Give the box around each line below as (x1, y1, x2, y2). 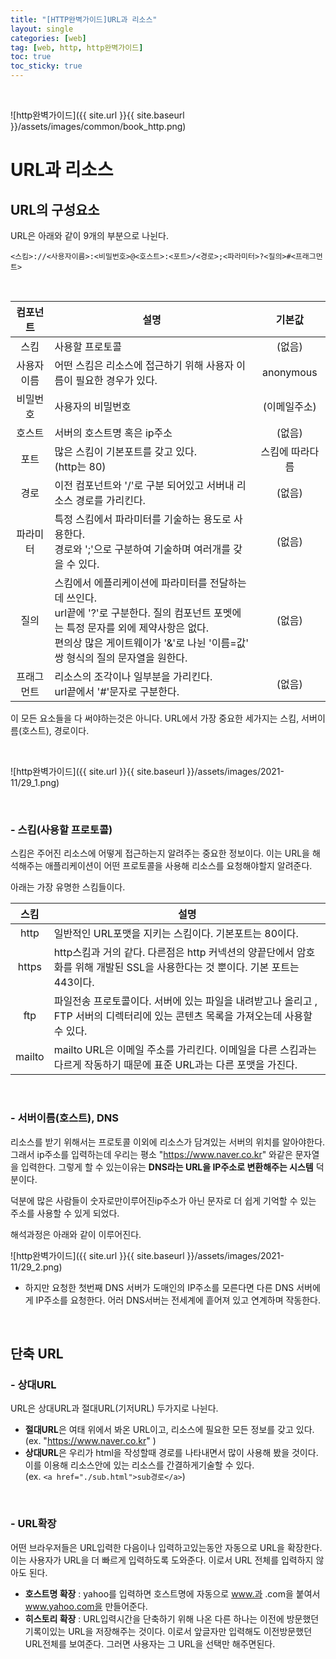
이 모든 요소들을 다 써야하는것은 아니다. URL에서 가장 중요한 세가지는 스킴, (10, 712, 300, 724)
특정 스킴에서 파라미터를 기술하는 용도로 (54, 512, 232, 526)
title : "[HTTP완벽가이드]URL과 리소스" (10, 14, 158, 25)
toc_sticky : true (10, 61, 83, 71)
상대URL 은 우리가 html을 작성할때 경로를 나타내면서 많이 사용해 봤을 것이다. (24, 1447, 319, 1459)
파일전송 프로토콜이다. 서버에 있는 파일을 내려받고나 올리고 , (53, 994, 318, 1008)
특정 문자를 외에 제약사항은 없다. (66, 621, 210, 635)
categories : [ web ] (10, 33, 87, 43)
